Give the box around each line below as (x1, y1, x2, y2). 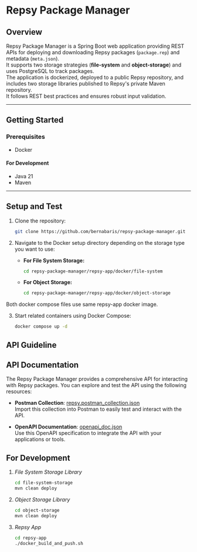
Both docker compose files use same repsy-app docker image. (6, 301, 158, 308)
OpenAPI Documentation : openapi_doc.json (14, 423, 123, 430)
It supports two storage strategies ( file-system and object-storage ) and (6, 61, 182, 68)
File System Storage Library (14, 468, 82, 475)
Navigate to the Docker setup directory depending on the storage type (14, 239, 185, 246)
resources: (6, 388, 32, 395)
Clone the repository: (14, 217, 66, 224)
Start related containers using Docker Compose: (14, 312, 131, 320)
